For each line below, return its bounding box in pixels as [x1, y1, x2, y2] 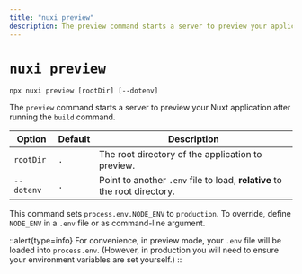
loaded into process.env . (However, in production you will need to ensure [9, 244, 280, 256]
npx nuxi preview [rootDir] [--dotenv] [9, 86, 159, 95]
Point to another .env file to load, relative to [98, 174, 283, 187]
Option [16, 133, 47, 146]
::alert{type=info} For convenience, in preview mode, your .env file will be [9, 235, 282, 246]
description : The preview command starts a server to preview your [9, 22, 268, 31]
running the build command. [9, 111, 116, 122]
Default [58, 133, 91, 146]
